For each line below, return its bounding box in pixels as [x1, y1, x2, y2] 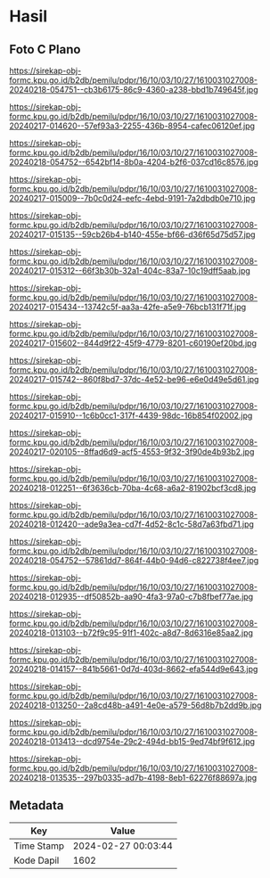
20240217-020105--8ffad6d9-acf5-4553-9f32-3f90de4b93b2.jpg [9, 447, 255, 456]
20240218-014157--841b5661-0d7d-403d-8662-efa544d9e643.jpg [9, 664, 258, 674]
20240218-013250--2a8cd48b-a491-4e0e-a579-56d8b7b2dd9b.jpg [9, 700, 262, 710]
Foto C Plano [9, 42, 81, 57]
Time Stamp [13, 840, 65, 852]
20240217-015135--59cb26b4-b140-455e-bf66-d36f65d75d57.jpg [9, 229, 256, 240]
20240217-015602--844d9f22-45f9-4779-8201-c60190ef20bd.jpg [9, 338, 257, 349]
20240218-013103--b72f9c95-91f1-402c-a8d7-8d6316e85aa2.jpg [9, 628, 254, 638]
